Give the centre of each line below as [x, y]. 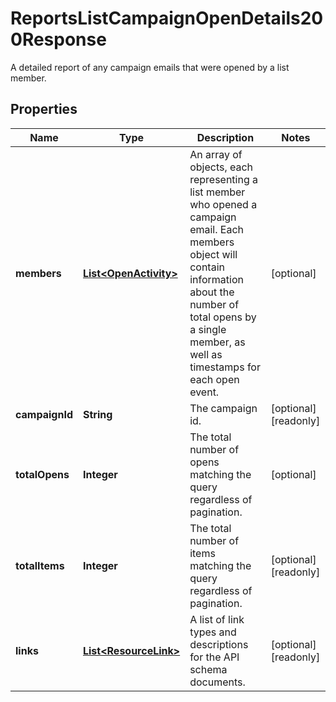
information [216, 279]
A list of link [217, 619]
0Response [58, 39]
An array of [216, 154]
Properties [44, 109]
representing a [224, 179]
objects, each [221, 167]
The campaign [223, 408]
